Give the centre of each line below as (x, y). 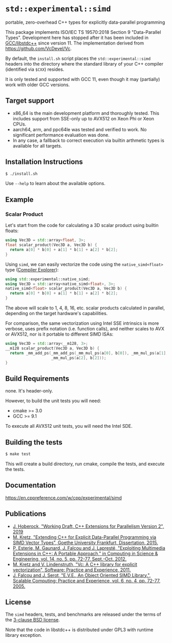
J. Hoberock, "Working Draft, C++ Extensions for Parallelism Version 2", (88, 526)
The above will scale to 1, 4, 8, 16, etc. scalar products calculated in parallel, (85, 308)
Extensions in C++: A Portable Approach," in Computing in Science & (85, 553)
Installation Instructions (44, 162)
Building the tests (34, 442)
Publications (26, 514)
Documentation (31, 485)
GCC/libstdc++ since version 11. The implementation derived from (75, 43)
